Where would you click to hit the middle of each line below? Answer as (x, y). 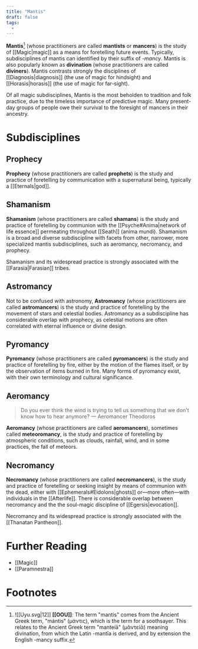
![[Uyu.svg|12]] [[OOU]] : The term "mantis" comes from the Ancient (97, 614)
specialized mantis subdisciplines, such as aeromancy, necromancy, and (94, 244)
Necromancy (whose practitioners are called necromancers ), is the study (96, 480)
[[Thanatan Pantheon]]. (34, 522)
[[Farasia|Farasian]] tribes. (38, 268)
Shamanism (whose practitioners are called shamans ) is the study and (93, 218)
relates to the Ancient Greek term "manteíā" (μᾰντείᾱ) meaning (91, 627)
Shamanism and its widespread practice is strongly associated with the (92, 262)
